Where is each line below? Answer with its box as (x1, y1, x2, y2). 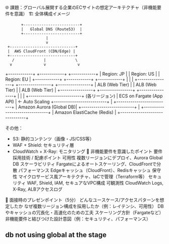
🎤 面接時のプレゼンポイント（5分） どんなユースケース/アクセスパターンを (5, 197, 160, 203)
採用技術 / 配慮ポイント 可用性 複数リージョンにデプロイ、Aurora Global (12, 155, 163, 160)
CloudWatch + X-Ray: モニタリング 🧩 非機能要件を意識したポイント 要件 (12, 148, 163, 154)
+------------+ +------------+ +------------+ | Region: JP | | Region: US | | (5, 71, 160, 77)
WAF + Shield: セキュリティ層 (12, 142, 74, 148)
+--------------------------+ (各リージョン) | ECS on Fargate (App (25, 93, 163, 99)
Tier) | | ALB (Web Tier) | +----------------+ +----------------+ (5, 87, 136, 93)
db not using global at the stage (5, 231, 107, 239)
